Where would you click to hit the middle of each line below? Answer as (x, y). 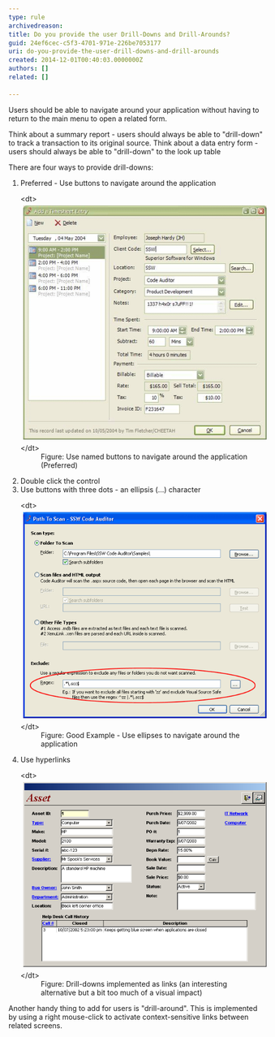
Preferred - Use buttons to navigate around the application (118, 183)
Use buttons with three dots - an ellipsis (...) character (110, 489)
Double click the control (60, 481)
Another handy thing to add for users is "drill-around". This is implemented (133, 1008)
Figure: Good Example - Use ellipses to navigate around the (140, 735)
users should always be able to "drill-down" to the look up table (115, 151)
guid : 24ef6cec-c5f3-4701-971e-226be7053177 (85, 43)
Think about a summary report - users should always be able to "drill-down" (136, 134)
